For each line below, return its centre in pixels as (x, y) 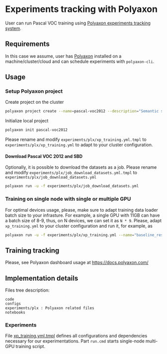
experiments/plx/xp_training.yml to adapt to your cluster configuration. (79, 145)
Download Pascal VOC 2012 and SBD (44, 156)
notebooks (15, 313)
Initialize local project (27, 121)
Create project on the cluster (35, 102)
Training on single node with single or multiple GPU (68, 199)
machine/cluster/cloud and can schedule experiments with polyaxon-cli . (80, 61)
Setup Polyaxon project (34, 91)
